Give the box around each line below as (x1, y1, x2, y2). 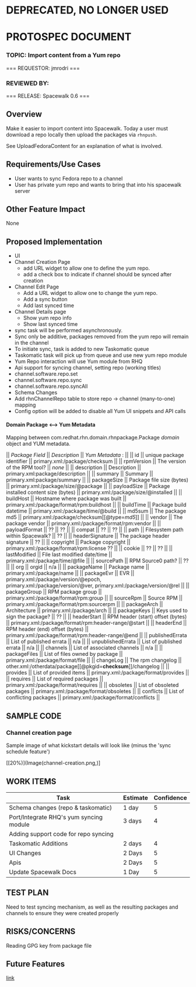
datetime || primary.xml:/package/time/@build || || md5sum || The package (6, 507, 187, 515)
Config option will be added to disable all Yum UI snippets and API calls (14, 408, 186, 415)
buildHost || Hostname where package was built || (6, 495, 127, 502)
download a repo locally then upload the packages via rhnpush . (6, 131, 157, 138)
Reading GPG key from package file (6, 942, 92, 949)
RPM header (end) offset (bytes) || (6, 625, 89, 632)
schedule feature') (6, 748, 51, 755)
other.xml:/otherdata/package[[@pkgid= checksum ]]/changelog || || (6, 663, 170, 670)
